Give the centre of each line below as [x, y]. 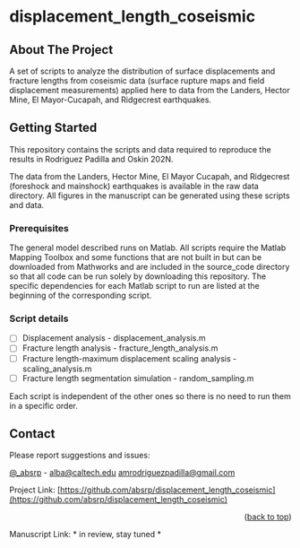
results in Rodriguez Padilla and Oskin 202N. [91, 159]
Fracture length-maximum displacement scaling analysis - [129, 358]
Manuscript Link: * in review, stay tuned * [85, 535]
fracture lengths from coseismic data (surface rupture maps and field [137, 81]
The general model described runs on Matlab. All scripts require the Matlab [148, 248]
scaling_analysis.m [57, 369]
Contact [32, 434]
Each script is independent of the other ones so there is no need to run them [150, 396]
